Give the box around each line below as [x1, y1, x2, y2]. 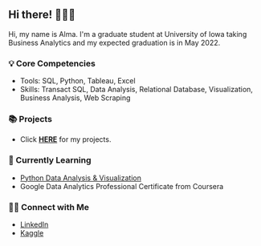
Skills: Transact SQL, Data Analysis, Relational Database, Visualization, [19, 85, 253, 95]
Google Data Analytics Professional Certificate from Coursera [19, 181, 224, 191]
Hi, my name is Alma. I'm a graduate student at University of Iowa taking [8, 29, 247, 38]
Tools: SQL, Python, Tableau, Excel [19, 76, 136, 86]
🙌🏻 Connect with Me [8, 201, 90, 212]
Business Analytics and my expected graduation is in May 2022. [8, 38, 221, 47]
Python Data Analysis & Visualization [19, 173, 142, 183]
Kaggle [19, 228, 44, 237]
